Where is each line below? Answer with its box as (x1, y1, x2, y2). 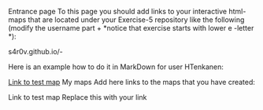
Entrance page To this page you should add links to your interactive (8, 7, 227, 16)
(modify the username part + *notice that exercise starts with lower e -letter (8, 24, 254, 32)
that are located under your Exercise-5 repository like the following (28, 15, 245, 24)
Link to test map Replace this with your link (8, 93, 147, 101)
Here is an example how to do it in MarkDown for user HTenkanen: (8, 62, 224, 71)
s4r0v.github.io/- (8, 47, 63, 56)
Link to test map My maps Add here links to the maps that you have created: (8, 78, 256, 86)
